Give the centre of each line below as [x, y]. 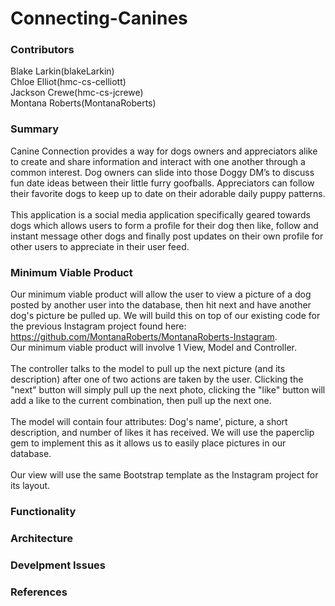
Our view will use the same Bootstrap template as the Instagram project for [164, 475]
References [39, 592]
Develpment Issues [58, 565]
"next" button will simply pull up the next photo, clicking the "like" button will [168, 390]
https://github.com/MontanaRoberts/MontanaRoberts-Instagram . [144, 337]
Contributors [42, 50]
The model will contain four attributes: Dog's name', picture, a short [149, 422]
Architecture [42, 538]
